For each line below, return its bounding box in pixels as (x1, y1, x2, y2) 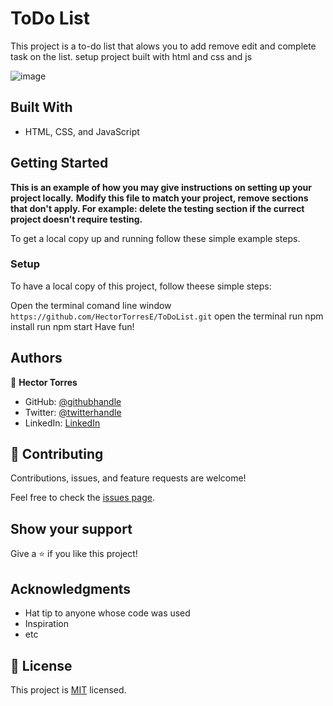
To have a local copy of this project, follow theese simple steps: (10, 280, 272, 292)
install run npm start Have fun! (10, 320, 135, 332)
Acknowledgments (10, 580, 132, 597)
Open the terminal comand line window (10, 299, 172, 311)
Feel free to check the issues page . (10, 492, 155, 504)
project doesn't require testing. (10, 213, 143, 225)
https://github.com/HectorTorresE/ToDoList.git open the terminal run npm (10, 310, 324, 322)
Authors (10, 350, 63, 367)
